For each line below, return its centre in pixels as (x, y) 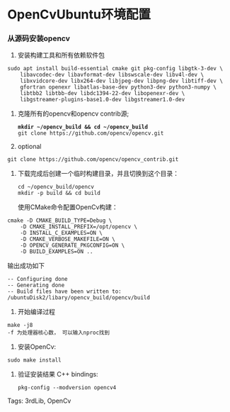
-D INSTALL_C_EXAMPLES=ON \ (61, 233)
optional (29, 147)
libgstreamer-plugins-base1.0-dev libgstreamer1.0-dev (103, 100)
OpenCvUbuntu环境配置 (79, 15)
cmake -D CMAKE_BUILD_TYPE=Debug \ (60, 221)
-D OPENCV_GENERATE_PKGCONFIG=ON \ (73, 245)
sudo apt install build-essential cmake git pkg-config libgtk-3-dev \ (115, 69)
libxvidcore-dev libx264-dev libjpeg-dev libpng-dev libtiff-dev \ (121, 81)
